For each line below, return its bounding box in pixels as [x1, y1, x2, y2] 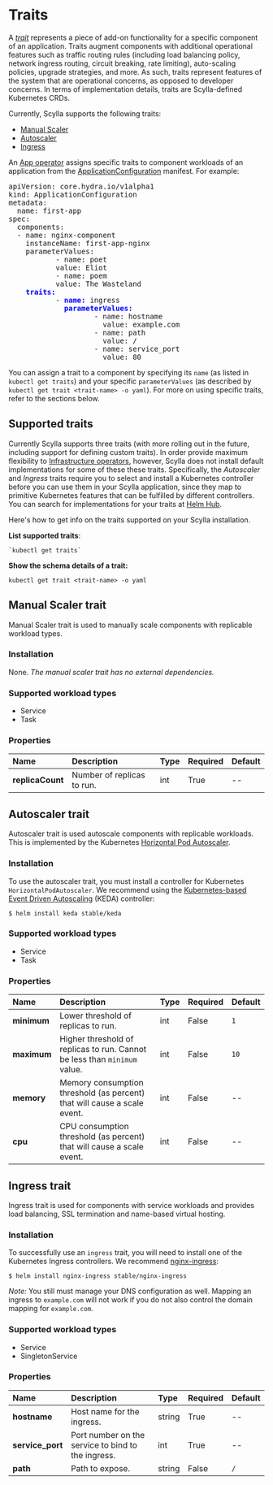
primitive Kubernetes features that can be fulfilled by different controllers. [8, 490, 254, 500]
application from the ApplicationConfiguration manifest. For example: [8, 166, 240, 175]
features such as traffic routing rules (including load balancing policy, [8, 50, 240, 59]
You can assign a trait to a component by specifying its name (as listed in [8, 367, 249, 377]
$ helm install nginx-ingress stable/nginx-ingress [8, 1272, 187, 1280]
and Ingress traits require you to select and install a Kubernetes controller [8, 473, 254, 483]
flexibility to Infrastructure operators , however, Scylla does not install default [8, 456, 264, 465]
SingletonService [19, 1351, 78, 1361]
